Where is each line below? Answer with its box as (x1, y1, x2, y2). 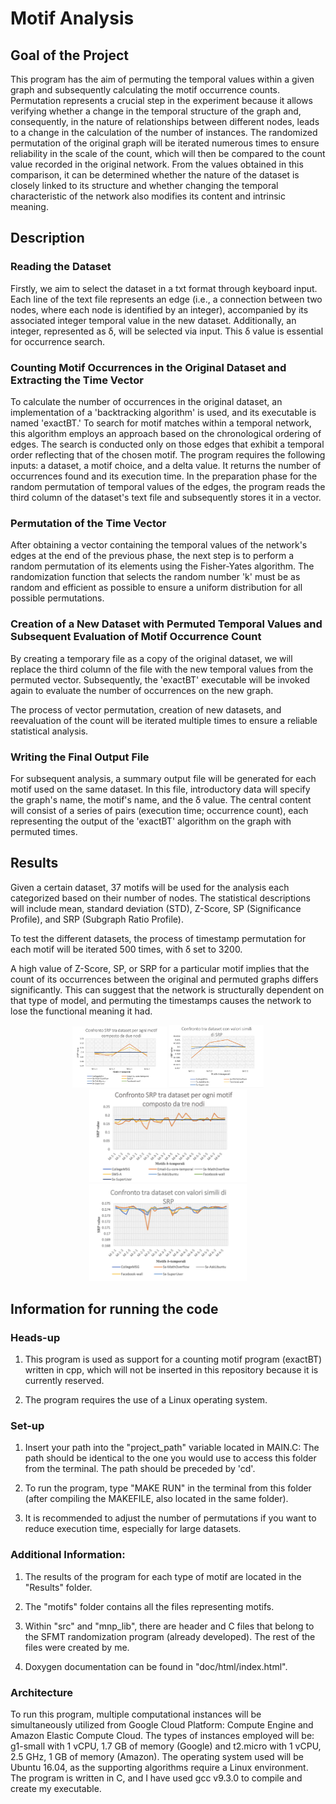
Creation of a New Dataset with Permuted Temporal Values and (10, 617, 323, 631)
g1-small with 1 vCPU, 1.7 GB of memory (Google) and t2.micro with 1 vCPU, (10, 1740, 322, 1752)
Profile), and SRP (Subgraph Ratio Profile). (10, 913, 184, 925)
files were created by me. (24, 1641, 130, 1653)
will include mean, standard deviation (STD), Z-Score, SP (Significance (10, 902, 302, 914)
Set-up (10, 1419, 45, 1433)
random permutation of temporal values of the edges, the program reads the (10, 480, 326, 492)
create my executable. (10, 1783, 102, 1795)
